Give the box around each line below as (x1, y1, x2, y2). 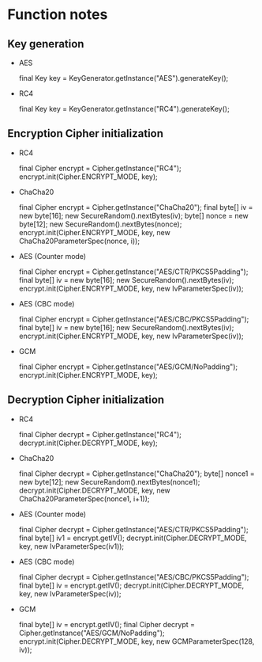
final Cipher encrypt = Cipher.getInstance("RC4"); (18, 163, 182, 173)
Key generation (7, 37, 84, 51)
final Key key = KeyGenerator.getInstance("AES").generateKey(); (18, 74, 229, 82)
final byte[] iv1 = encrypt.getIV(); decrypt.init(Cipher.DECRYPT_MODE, (18, 533, 248, 542)
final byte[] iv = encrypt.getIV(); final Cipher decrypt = (18, 619, 195, 629)
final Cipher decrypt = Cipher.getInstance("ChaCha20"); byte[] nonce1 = (18, 469, 255, 478)
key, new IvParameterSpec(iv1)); (18, 541, 125, 551)
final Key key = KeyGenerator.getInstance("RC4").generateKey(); (18, 105, 230, 113)
